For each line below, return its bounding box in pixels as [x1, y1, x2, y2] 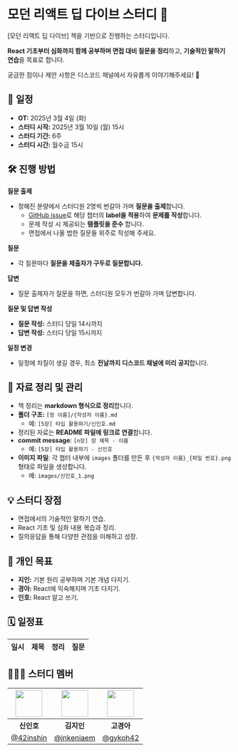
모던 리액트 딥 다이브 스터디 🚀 [7, 6, 169, 23]
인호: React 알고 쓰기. [17, 593, 79, 602]
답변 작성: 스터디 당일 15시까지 [17, 328, 103, 337]
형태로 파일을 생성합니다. [17, 462, 87, 471]
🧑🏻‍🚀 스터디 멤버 [7, 668, 73, 680]
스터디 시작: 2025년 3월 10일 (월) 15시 [17, 122, 125, 131]
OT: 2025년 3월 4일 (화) [17, 113, 87, 122]
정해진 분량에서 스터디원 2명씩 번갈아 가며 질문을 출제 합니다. [17, 202, 185, 210]
